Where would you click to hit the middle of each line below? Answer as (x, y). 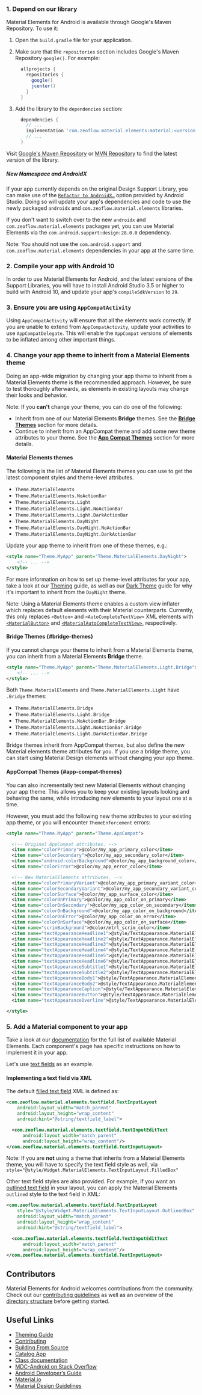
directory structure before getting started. (58, 1301)
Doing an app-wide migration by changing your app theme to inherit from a (99, 376)
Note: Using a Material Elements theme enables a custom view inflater (93, 604)
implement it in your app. (37, 1053)
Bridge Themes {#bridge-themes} (50, 637)
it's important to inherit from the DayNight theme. (66, 592)
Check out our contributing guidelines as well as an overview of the (90, 1295)
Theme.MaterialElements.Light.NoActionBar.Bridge (78, 728)
